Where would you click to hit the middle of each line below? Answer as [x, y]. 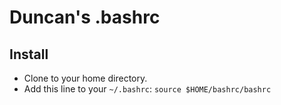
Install [29, 54]
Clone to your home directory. [85, 78]
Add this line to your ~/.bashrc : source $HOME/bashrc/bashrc [147, 89]
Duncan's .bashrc [85, 17]
